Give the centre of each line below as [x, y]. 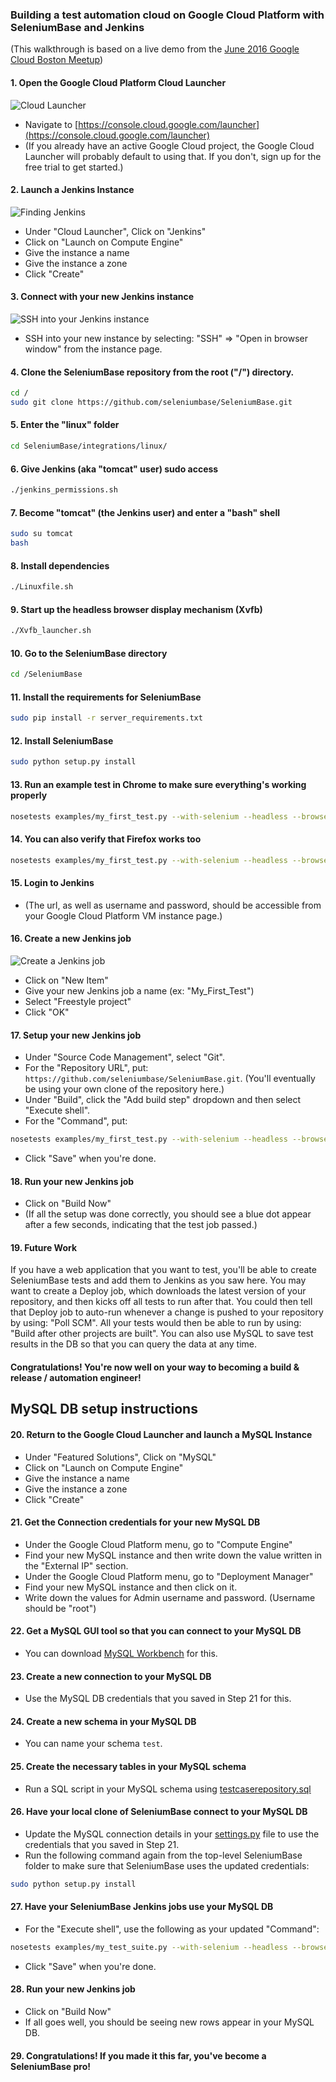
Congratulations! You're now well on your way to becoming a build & [155, 1367]
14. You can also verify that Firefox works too [106, 839]
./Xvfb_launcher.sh [51, 631]
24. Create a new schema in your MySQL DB [103, 1721]
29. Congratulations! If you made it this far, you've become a [138, 2055]
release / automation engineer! [76, 1377]
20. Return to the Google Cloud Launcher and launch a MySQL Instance [161, 1434]
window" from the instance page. [93, 349]
